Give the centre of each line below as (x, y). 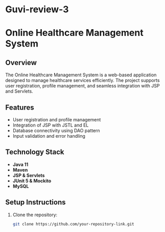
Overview (21, 62)
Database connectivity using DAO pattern (56, 131)
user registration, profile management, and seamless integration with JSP (82, 86)
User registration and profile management (57, 120)
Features (20, 107)
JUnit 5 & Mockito (32, 181)
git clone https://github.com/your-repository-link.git (73, 224)
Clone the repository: (35, 215)
